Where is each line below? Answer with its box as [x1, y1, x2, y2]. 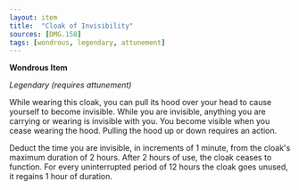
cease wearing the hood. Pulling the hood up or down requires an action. [9, 126, 278, 136]
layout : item [9, 12, 58, 22]
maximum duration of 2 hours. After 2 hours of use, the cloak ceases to [9, 153, 272, 163]
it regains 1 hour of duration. [9, 171, 113, 182]
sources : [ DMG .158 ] [9, 29, 82, 38]
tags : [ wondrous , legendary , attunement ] [9, 37, 166, 47]
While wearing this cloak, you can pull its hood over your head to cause [9, 97, 272, 108]
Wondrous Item [9, 62, 69, 73]
